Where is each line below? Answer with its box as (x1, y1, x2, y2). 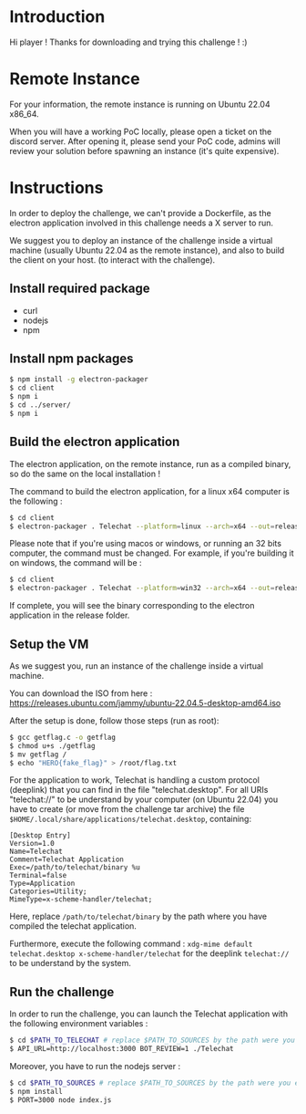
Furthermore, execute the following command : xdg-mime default (9, 938, 253, 950)
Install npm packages (9, 351, 134, 367)
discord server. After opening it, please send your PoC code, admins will (9, 135, 280, 147)
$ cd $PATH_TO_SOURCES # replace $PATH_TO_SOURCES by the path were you (9, 1078, 291, 1088)
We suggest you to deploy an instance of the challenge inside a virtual (9, 234, 273, 245)
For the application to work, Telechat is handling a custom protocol (9, 775, 260, 786)
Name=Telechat (9, 847, 64, 857)
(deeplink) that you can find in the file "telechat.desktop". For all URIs (9, 785, 269, 796)
